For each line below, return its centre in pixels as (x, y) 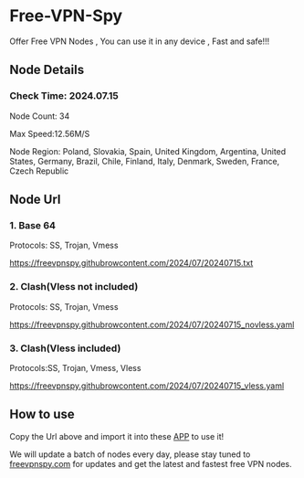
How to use (42, 414)
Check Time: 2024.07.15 (64, 96)
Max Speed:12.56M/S (50, 133)
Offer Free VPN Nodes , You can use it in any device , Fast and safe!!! (140, 41)
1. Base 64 (33, 225)
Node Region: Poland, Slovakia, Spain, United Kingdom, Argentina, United (148, 151)
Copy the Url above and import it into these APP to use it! (117, 436)
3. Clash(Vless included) (65, 348)
